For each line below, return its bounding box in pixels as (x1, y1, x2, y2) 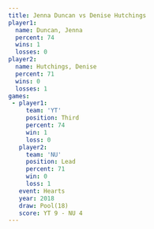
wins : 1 (15, 41, 41, 49)
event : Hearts (18, 187, 66, 195)
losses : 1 (15, 84, 47, 93)
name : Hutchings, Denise (15, 63, 97, 71)
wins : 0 (15, 77, 41, 85)
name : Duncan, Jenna (15, 26, 83, 34)
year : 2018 (18, 194, 55, 202)
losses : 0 (15, 48, 47, 56)
